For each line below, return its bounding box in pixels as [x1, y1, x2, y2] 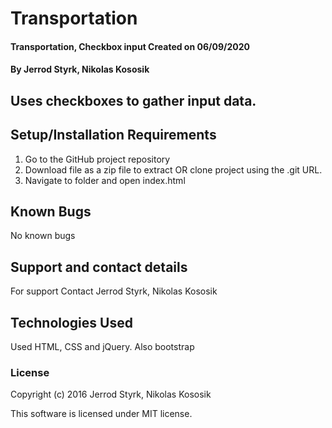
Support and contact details [10, 258, 188, 276]
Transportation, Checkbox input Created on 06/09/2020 [10, 40, 250, 52]
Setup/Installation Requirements [10, 127, 217, 144]
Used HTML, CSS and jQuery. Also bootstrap [10, 341, 195, 353]
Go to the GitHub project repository [24, 153, 171, 165]
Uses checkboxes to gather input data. [10, 92, 257, 109]
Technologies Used [10, 314, 133, 331]
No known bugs [10, 230, 76, 242]
